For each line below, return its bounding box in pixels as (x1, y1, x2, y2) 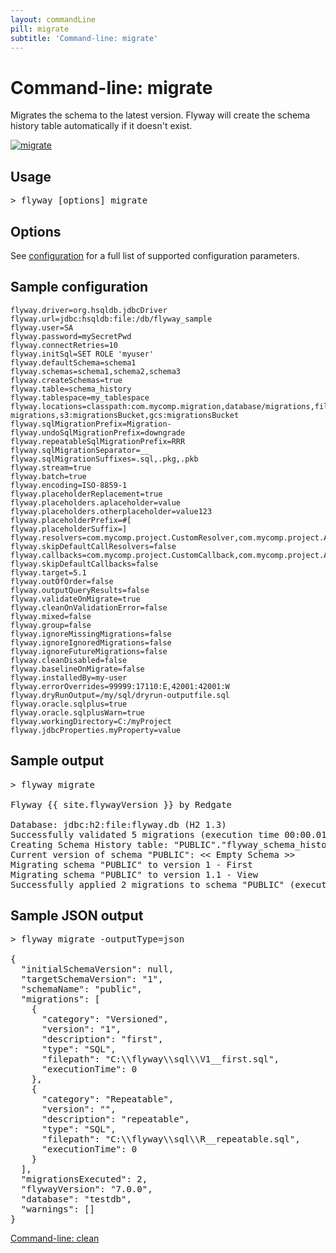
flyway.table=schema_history (10, 384, 132, 394)
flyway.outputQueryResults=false (10, 585, 150, 595)
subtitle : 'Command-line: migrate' (10, 33, 159, 43)
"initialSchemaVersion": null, (20, 964, 175, 975)
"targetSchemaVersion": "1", (20, 974, 164, 985)
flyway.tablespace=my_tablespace (10, 392, 150, 403)
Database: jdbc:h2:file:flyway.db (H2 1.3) (10, 819, 227, 830)
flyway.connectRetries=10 (10, 340, 118, 350)
